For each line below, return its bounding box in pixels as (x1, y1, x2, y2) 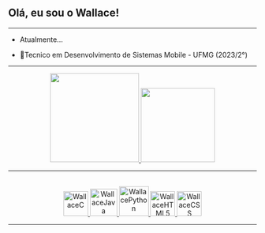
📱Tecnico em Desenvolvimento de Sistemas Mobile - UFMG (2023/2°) (19, 50, 248, 59)
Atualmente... (19, 35, 63, 44)
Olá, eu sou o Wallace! (8, 6, 120, 20)
